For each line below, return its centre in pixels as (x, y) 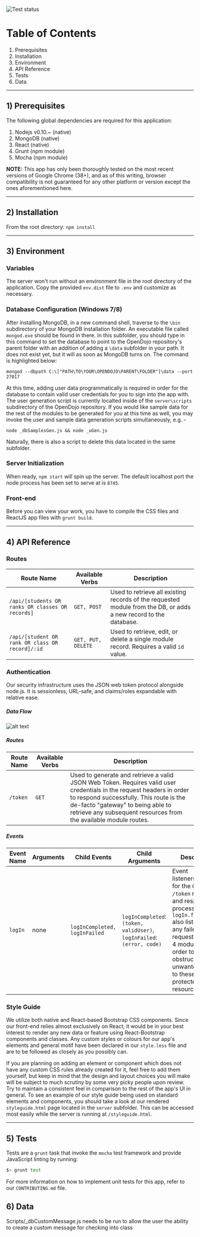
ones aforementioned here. (40, 188)
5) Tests (21, 1138)
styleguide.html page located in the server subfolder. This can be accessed (100, 1108)
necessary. (20, 294)
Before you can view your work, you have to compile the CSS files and (92, 512)
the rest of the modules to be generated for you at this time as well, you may (100, 413)
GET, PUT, (88, 640)
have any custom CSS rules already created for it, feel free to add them (93, 1070)
